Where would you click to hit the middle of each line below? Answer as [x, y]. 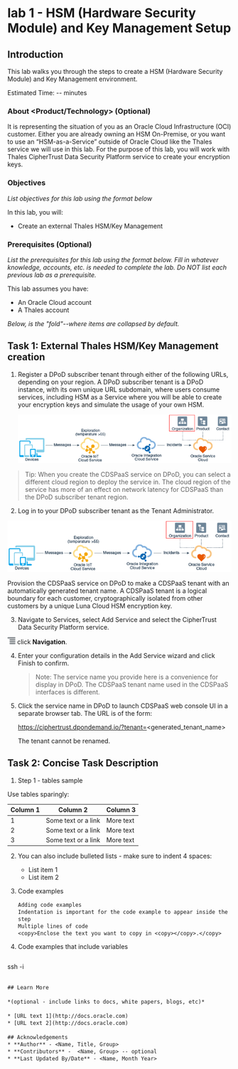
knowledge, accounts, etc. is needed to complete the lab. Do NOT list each [117, 267]
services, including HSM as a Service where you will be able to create [120, 397]
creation [26, 357]
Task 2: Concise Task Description [83, 763]
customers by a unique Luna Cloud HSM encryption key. [90, 606]
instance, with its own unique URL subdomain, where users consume [119, 390]
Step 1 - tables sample [50, 780]
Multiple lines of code [53, 926]
